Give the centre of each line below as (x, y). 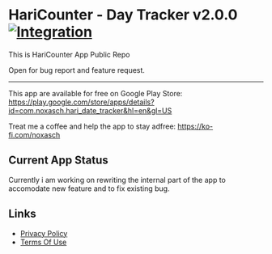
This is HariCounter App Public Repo (69, 54)
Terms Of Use (43, 242)
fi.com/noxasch (34, 134)
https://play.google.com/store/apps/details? (82, 102)
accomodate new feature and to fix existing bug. (89, 188)
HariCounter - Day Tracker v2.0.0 (123, 15)
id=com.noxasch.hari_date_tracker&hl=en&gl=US (90, 110)
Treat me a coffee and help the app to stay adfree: (92, 126)
